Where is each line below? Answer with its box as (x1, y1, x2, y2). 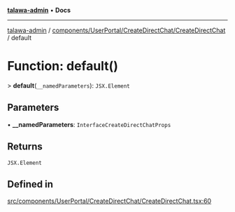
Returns (7, 140, 43, 153)
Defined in (7, 178, 54, 190)
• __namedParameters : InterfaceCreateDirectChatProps (7, 120, 171, 128)
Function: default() (7, 58, 119, 74)
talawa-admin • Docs (7, 6, 71, 14)
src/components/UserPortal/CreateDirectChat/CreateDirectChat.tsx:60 (7, 197, 212, 206)
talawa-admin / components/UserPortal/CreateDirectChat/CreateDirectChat (7, 26, 226, 34)
